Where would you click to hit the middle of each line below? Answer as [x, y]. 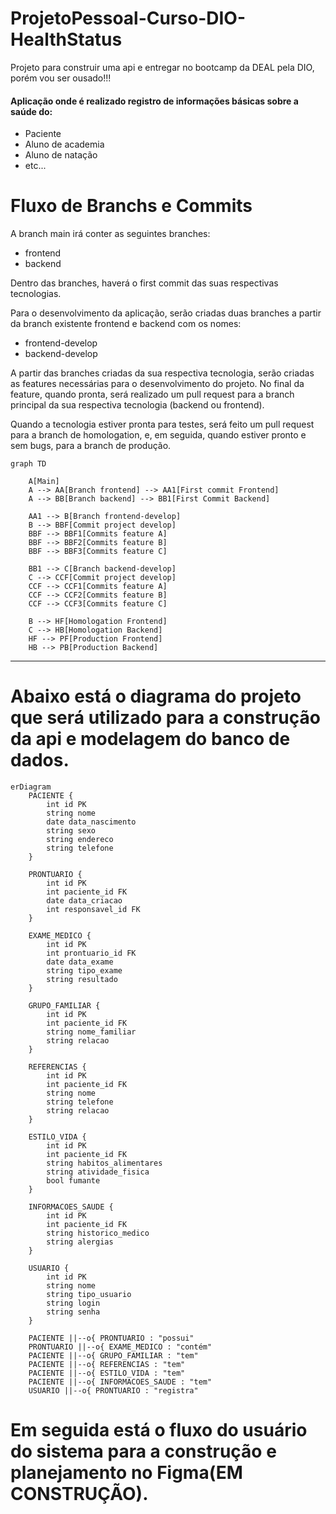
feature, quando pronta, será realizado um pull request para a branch [152, 394]
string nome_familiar [91, 1032]
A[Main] [44, 482]
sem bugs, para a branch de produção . [91, 446]
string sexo [71, 831]
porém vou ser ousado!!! [61, 78]
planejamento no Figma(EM [126, 1473]
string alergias [80, 1242]
